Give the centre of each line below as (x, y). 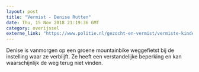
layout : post (22, 12)
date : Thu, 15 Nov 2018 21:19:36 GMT (53, 22)
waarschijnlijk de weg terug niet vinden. (55, 63)
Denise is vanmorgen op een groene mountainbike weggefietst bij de (90, 50)
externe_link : (24, 34)
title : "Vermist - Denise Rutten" (49, 17)
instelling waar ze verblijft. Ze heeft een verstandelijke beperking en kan (94, 57)
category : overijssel (33, 28)
